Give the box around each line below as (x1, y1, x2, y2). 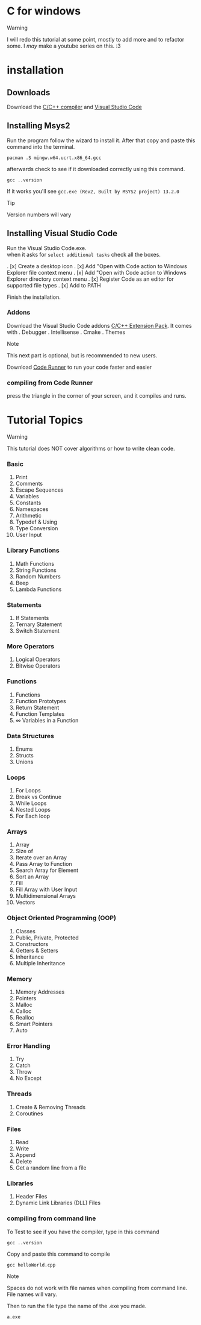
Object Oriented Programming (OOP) (7, 914, 117, 922)
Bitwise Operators (15, 662, 61, 669)
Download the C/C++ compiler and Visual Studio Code (7, 103, 142, 110)
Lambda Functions (15, 586, 62, 593)
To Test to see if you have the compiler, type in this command (7, 1228, 159, 1235)
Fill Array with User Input (15, 886, 78, 893)
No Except (15, 1074, 42, 1082)
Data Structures (7, 731, 55, 740)
